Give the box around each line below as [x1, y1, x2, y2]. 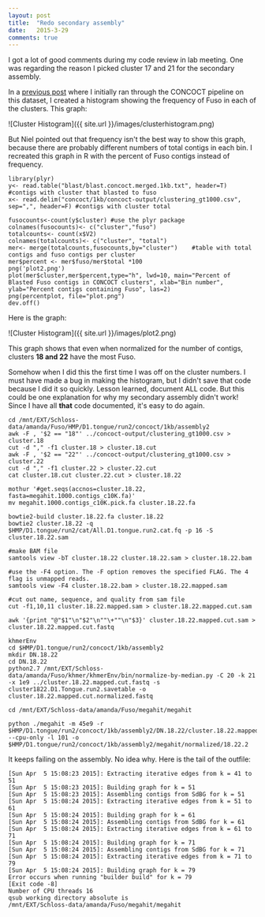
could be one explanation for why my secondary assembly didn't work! [8, 392, 239, 402]
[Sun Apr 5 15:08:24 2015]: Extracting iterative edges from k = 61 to [8, 825, 252, 833]
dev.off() [8, 299, 41, 308]
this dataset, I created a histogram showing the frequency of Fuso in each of [8, 95, 256, 105]
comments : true [8, 33, 58, 42]
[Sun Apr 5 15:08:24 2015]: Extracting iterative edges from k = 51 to [8, 798, 252, 806]
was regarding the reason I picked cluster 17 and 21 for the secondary [8, 64, 235, 73]
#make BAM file [8, 548, 58, 556]
